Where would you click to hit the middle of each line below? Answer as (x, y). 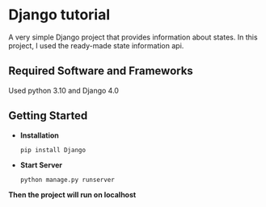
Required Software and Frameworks (101, 71)
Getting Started (48, 116)
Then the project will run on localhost (72, 194)
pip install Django (53, 150)
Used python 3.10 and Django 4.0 (64, 90)
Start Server (41, 165)
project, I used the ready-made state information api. (96, 45)
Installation (39, 135)
